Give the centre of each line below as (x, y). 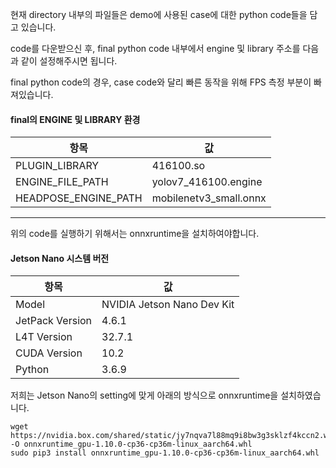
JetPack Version (54, 321)
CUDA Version (49, 353)
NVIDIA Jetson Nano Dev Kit (168, 305)
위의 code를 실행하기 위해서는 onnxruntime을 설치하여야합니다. (135, 234)
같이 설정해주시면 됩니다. (69, 61)
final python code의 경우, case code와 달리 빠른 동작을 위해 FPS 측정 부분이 (161, 82)
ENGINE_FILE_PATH (62, 182)
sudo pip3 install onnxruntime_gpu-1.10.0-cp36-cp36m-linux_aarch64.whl (165, 453)
